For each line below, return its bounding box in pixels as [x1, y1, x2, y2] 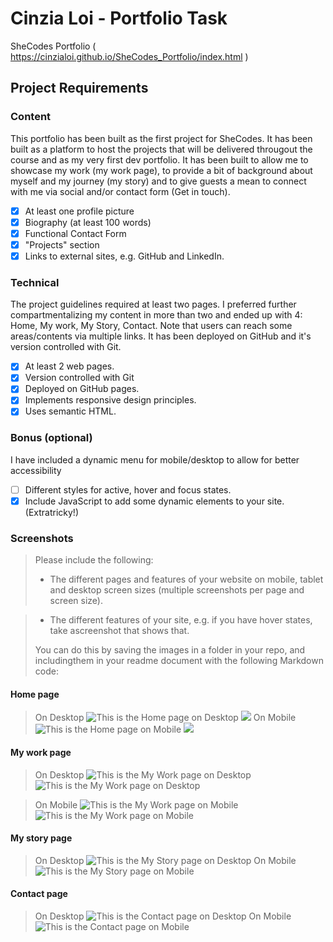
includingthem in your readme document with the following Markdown [34, 655, 324, 667]
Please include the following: [34, 554, 154, 566]
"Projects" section [24, 238, 100, 251]
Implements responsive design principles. [24, 394, 197, 406]
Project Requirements [10, 80, 149, 97]
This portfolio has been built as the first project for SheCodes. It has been [10, 132, 313, 144]
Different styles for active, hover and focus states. [24, 483, 232, 496]
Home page [10, 688, 60, 700]
